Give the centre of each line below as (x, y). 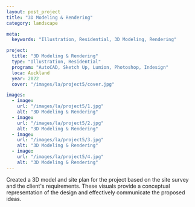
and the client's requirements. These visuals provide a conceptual (88, 186)
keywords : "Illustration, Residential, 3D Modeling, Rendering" (94, 40)
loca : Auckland (31, 73)
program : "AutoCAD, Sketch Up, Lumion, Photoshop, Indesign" (90, 67)
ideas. (14, 199)
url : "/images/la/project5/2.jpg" (60, 123)
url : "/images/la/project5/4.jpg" (60, 157)
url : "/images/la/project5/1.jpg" (60, 106)
